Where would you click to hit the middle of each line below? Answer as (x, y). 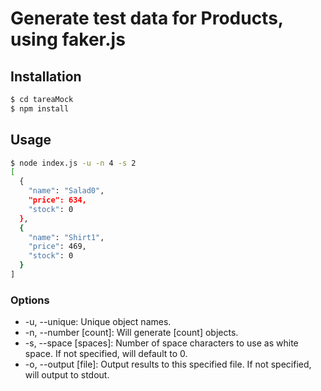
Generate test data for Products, (147, 18)
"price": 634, (57, 200)
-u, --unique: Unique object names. (98, 322)
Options (30, 300)
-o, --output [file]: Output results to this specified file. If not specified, (168, 364)
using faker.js (68, 39)
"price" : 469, (57, 247)
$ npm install (40, 108)
